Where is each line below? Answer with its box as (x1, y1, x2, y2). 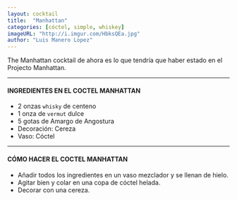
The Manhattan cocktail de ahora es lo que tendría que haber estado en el (7, 56, 223, 64)
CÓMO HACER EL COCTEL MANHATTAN (7, 155, 128, 163)
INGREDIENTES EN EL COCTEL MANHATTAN (7, 86, 141, 95)
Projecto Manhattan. (7, 64, 67, 72)
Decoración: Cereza (17, 124, 76, 133)
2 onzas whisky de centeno (17, 102, 97, 110)
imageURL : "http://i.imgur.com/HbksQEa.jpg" (7, 30, 140, 37)
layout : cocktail (7, 10, 59, 18)
